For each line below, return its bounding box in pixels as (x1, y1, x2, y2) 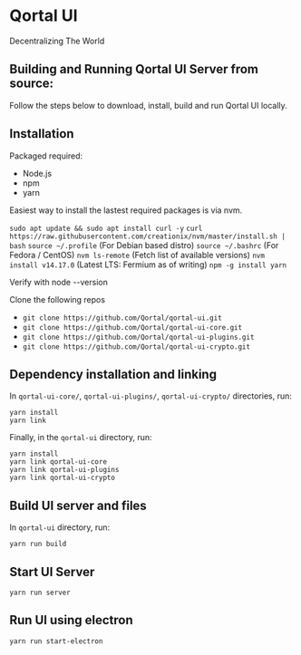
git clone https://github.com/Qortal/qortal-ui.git (22, 313, 222, 323)
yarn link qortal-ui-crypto (9, 473, 116, 483)
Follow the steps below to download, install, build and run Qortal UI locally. (9, 100, 287, 111)
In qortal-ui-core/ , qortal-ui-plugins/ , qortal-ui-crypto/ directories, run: (9, 390, 293, 401)
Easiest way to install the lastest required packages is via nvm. (9, 205, 243, 216)
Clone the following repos (9, 294, 106, 304)
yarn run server (9, 588, 71, 597)
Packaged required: (9, 150, 83, 161)
